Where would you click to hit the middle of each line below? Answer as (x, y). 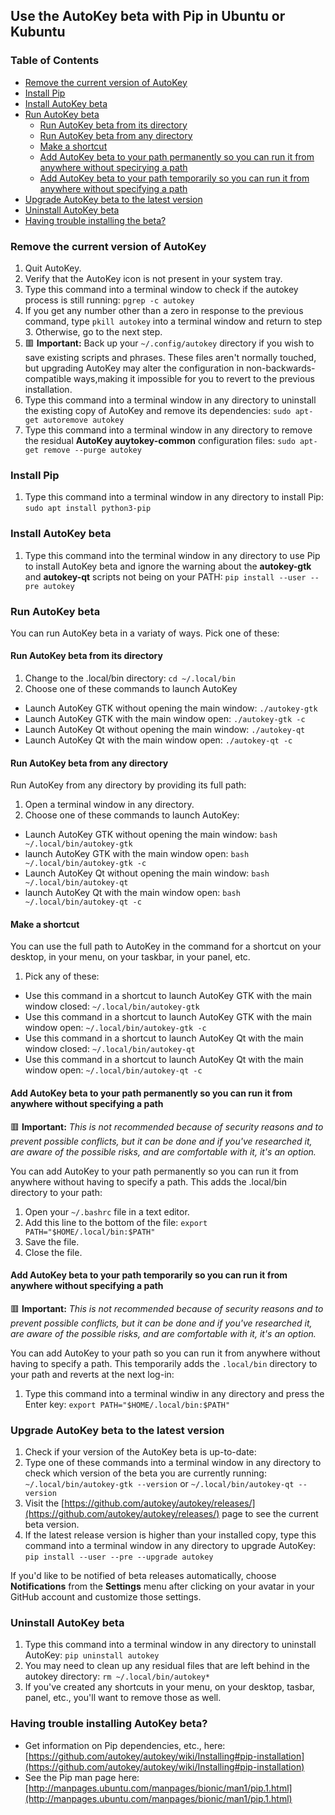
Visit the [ (44, 1503)
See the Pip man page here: (82, 1777)
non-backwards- (281, 368)
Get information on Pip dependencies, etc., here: (125, 1745)
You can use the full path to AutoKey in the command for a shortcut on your (166, 946)
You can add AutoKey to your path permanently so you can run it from (154, 1171)
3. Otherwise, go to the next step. (93, 331)
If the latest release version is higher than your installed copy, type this (170, 1535)
